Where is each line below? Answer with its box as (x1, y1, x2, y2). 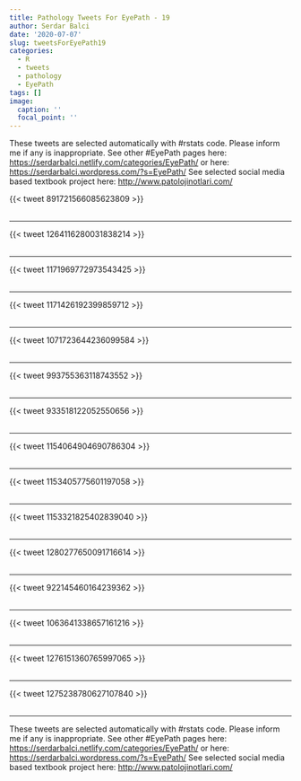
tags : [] (9, 88, 42, 97)
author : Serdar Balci (9, 22, 90, 31)
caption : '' (17, 105, 63, 114)
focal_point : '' (17, 113, 78, 122)
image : (9, 96, 34, 106)
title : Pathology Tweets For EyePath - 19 (9, 13, 170, 22)
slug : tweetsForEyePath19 (9, 38, 106, 48)
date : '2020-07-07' (9, 30, 82, 39)
